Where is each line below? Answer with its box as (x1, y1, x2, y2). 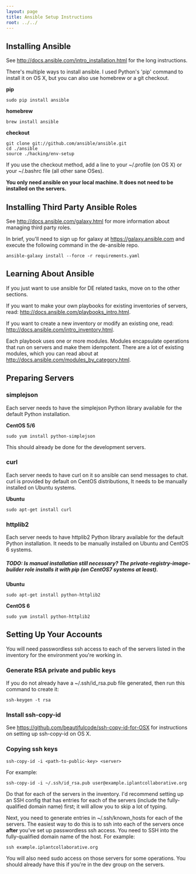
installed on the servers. (6, 185, 67, 192)
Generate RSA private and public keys (6, 666, 116, 674)
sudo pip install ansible (6, 98, 69, 103)
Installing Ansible (6, 41, 71, 51)
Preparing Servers (6, 373, 74, 383)
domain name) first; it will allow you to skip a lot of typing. (28, 803, 167, 810)
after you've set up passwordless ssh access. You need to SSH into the (6, 826, 178, 833)
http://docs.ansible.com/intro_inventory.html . (6, 326, 115, 333)
